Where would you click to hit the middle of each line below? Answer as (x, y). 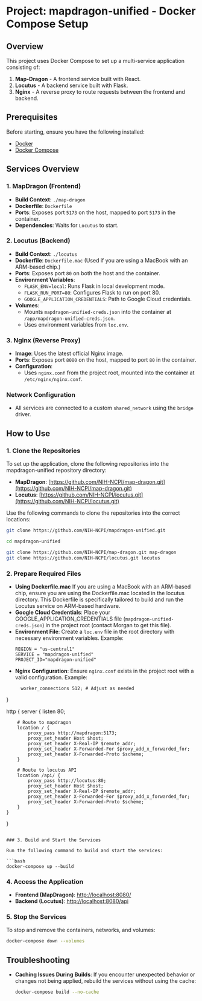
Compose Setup (47, 24)
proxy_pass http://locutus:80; (67, 781)
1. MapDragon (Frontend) (44, 186)
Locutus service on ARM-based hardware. (68, 605)
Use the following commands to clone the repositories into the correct (93, 513)
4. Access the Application (45, 881)
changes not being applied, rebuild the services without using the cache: (106, 981)
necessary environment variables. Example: (69, 638)
